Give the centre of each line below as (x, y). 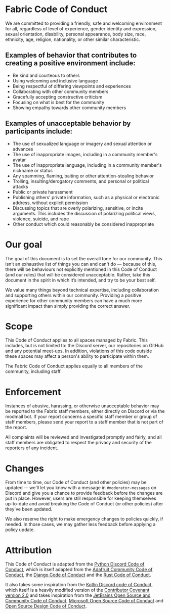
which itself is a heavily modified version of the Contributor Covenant (77, 590)
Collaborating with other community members (60, 91)
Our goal (24, 244)
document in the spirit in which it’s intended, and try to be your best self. (80, 280)
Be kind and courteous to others (46, 75)
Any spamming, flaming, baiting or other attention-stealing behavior (83, 176)
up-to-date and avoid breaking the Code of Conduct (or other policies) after (84, 504)
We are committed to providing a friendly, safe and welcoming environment (84, 23)
